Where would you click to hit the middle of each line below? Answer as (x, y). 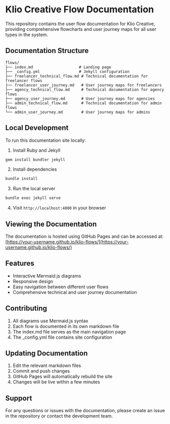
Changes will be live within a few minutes (56, 382)
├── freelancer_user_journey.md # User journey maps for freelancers (83, 85)
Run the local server (34, 189)
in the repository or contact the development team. (59, 416)
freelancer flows (24, 81)
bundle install (22, 179)
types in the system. (27, 34)
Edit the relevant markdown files (47, 365)
